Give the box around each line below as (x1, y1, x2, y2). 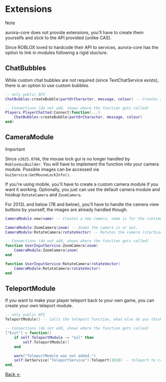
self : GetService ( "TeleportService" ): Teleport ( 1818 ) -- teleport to (14, 358, 156, 363)
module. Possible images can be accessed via (5, 166, 99, 172)
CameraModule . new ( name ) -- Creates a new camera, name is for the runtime (5, 216, 163, 221)
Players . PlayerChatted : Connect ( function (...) (5, 110, 100, 115)
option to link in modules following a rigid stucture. (5, 50, 108, 55)
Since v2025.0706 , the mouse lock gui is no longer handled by (5, 156, 130, 162)
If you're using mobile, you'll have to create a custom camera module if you (5, 181, 159, 187)
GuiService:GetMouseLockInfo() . (5, 171, 71, 177)
